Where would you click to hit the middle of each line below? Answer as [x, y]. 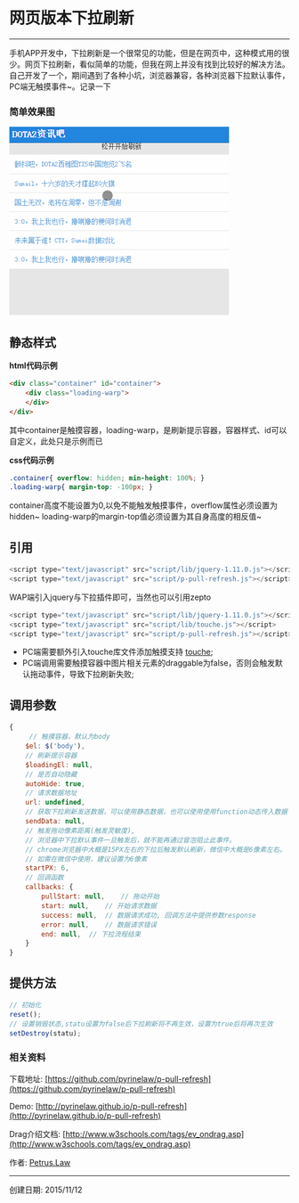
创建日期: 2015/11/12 [46, 1190]
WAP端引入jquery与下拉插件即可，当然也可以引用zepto [110, 597]
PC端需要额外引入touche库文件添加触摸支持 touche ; [117, 652]
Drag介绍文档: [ [37, 1133]
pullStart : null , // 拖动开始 [101, 896]
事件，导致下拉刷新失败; [90, 675]
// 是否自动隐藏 [51, 774]
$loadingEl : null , [59, 765]
